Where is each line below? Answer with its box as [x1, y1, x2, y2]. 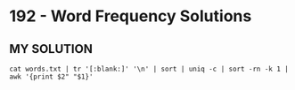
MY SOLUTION [9, 41, 94, 56]
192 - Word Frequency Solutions [9, 6, 252, 26]
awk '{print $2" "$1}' [9, 72, 94, 81]
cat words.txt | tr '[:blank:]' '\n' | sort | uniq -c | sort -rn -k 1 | [9, 64, 290, 73]
